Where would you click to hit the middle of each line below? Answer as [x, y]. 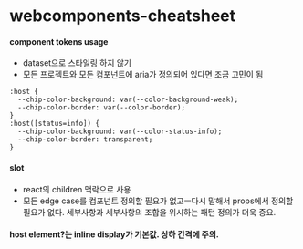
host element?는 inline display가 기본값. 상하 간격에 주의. [114, 234]
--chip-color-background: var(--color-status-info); [120, 132]
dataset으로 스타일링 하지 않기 [77, 63]
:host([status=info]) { [55, 124]
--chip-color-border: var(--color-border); [101, 108]
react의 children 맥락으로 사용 [77, 189]
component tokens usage [59, 41]
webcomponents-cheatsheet [123, 16]
